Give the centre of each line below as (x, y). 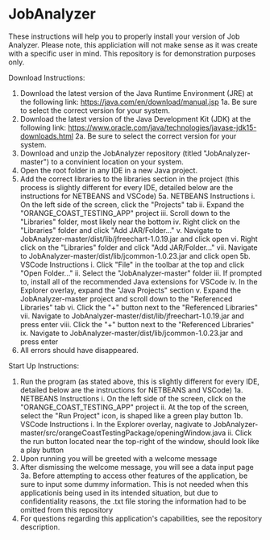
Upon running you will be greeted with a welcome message (118, 458)
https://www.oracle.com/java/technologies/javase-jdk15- (162, 127)
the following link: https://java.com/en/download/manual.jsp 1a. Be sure (139, 102)
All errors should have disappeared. (79, 350)
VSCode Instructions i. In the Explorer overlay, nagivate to (116, 424)
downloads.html (47, 136)
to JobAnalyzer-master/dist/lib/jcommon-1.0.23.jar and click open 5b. (135, 255)
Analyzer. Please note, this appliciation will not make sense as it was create (133, 44)
